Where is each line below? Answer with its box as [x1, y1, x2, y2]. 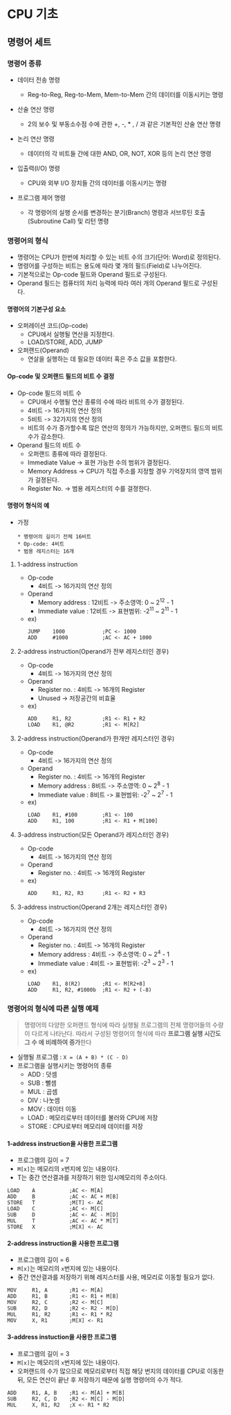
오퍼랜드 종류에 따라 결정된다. [27, 449, 107, 458]
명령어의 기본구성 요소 [7, 304, 66, 313]
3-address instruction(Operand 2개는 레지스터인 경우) [17, 903, 167, 912]
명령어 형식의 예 [7, 501, 50, 510]
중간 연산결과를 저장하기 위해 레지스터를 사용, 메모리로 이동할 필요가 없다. [17, 1273, 215, 1281]
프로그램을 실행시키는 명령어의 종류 [17, 1061, 112, 1070]
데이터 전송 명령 [17, 76, 60, 84]
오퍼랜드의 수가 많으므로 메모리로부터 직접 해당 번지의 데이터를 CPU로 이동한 [17, 1366, 224, 1375]
